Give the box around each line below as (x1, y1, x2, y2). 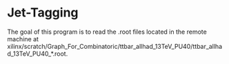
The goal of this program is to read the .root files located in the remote (7, 28, 207, 36)
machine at (7, 34, 39, 43)
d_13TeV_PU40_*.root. (7, 50, 68, 58)
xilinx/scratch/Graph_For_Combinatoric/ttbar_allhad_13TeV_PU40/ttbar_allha (7, 42, 223, 50)
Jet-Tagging (7, 5, 79, 21)
